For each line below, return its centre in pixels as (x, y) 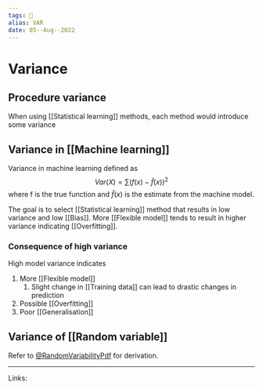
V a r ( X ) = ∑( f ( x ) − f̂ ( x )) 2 (131, 181)
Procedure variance (58, 98)
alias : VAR (26, 23)
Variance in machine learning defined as (73, 169)
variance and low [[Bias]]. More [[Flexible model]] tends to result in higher (127, 217)
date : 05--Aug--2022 (42, 30)
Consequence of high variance (68, 246)
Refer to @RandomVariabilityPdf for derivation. (83, 355)
